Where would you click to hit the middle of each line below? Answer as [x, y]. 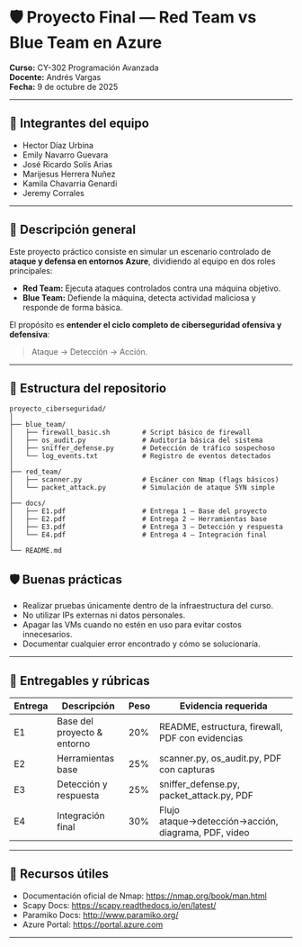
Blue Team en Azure [86, 43]
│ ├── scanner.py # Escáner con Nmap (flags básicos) [144, 480]
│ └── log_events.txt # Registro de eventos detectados [140, 456]
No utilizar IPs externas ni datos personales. [104, 615]
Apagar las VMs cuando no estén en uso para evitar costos [132, 625]
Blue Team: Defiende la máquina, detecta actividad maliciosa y [139, 297]
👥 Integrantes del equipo [80, 124]
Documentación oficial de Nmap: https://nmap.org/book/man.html [144, 896]
